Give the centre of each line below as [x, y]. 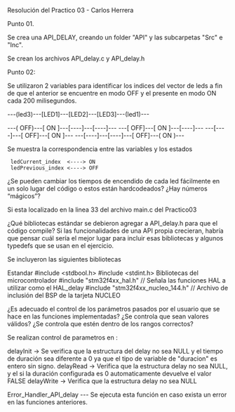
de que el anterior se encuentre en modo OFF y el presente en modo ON [112, 93]
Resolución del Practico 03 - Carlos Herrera [70, 10]
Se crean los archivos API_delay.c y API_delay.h [76, 58]
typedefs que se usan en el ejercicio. [61, 246]
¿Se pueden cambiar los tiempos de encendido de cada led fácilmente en [114, 181]
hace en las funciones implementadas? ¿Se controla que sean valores [108, 316]
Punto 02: [21, 72]
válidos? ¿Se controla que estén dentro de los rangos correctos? [101, 324]
